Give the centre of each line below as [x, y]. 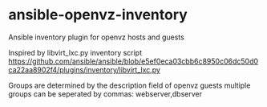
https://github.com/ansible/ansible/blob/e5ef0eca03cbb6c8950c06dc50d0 [133, 61]
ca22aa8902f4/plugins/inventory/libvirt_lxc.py [84, 69]
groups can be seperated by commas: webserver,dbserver [105, 93]
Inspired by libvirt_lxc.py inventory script [75, 52]
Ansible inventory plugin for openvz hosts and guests [96, 37]
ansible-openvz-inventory [98, 15]
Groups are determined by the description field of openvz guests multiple [129, 85]
